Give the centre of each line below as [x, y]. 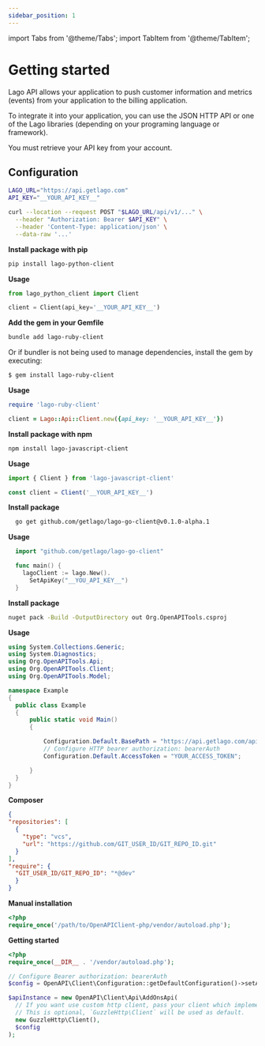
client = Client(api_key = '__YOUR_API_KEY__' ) [84, 308]
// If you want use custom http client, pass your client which [123, 1005]
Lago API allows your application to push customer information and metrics [130, 92]
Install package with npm [50, 434]
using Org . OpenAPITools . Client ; [61, 669]
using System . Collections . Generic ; [67, 647]
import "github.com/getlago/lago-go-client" [90, 551]
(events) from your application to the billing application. [98, 100]
